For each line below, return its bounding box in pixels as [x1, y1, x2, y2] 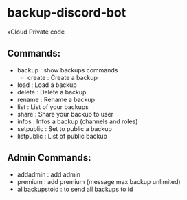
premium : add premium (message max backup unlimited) [16, 177, 181, 186]
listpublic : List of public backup [16, 132, 108, 140]
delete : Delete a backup [16, 88, 87, 96]
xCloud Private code [7, 28, 65, 36]
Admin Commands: [7, 152, 91, 163]
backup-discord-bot [7, 5, 126, 21]
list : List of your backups [16, 102, 89, 111]
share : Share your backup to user [16, 110, 114, 118]
